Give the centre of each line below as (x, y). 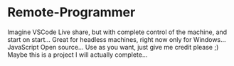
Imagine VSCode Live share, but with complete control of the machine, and (117, 32)
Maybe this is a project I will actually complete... (78, 55)
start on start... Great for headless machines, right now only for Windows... (117, 39)
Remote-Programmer (71, 12)
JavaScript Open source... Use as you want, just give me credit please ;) (113, 47)
